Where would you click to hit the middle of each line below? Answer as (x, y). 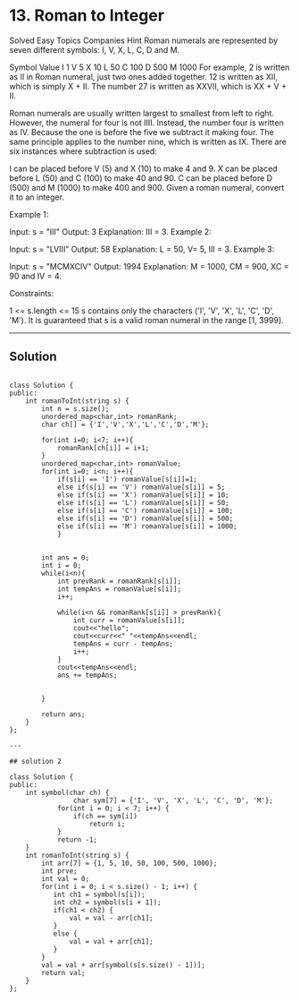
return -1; (77, 839)
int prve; (59, 871)
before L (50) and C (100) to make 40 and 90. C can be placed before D (141, 178)
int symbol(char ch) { (67, 792)
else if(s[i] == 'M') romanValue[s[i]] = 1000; (147, 526)
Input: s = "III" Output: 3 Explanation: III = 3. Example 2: (110, 231)
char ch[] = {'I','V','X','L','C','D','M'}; (125, 424)
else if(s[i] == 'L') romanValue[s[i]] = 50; (143, 502)
